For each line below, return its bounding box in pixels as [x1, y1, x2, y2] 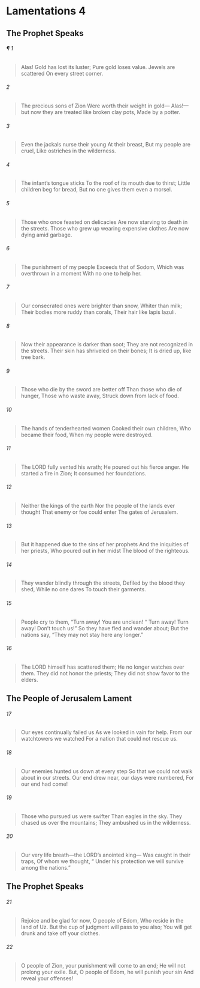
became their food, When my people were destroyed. [20, 431, 153, 438]
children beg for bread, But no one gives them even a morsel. [20, 186, 172, 193]
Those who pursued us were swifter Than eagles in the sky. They [20, 812, 183, 820]
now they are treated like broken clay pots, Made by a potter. [31, 108, 181, 115]
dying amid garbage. [20, 231, 72, 238]
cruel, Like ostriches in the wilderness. [20, 147, 116, 154]
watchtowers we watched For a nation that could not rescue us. [20, 735, 178, 743]
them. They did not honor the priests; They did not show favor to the [20, 669, 190, 676]
